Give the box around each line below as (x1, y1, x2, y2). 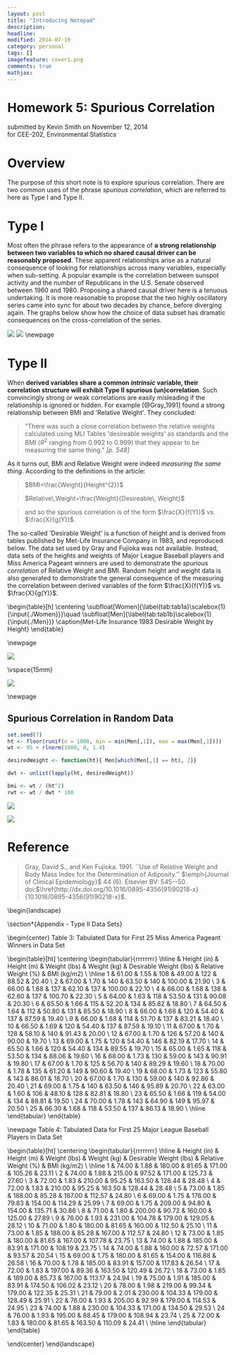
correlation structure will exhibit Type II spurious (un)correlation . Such (7, 386, 218, 394)
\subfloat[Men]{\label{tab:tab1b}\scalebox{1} (82, 610, 212, 618)
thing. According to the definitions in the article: (7, 466, 146, 475)
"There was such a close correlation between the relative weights (24, 422, 216, 430)
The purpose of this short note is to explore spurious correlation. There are (7, 178, 225, 187)
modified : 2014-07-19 (7, 37, 71, 44)
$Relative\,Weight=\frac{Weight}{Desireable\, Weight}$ (24, 494, 185, 502)
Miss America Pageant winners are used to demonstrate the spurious (7, 558, 209, 567)
